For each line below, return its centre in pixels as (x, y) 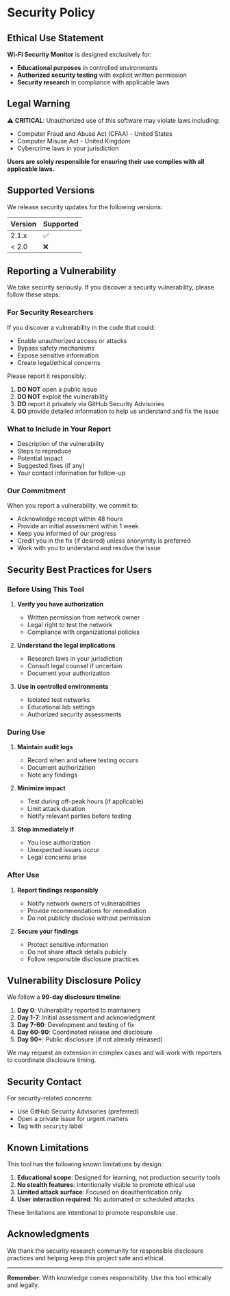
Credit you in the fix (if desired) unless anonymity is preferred (104, 541)
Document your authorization (68, 673)
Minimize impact (41, 788)
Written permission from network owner (84, 617)
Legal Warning (39, 104)
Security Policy (51, 13)
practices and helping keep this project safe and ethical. (86, 1258)
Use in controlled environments (63, 687)
